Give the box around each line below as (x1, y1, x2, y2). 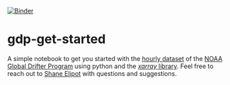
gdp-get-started (7, 32, 106, 47)
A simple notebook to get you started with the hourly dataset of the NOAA (7, 54, 223, 63)
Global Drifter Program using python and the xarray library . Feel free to (7, 62, 214, 70)
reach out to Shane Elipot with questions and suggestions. (7, 69, 177, 77)
